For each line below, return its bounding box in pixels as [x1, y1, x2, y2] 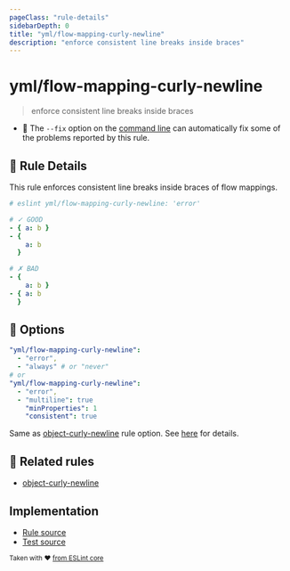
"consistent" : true [25, 412, 98, 421]
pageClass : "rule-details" [9, 12, 109, 22]
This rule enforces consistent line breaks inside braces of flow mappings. [9, 182, 278, 192]
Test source [21, 536, 67, 547]
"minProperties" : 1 [25, 404, 98, 412]
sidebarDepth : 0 [9, 21, 69, 30]
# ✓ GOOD [9, 215, 44, 224]
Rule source [21, 526, 67, 537]
